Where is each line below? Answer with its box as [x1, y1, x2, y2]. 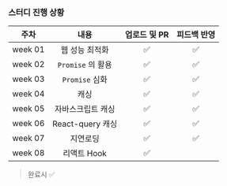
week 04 [12, 88, 45, 99]
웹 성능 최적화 [60, 45, 109, 56]
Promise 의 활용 [57, 59, 112, 70]
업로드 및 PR [125, 29, 169, 40]
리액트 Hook [62, 148, 107, 159]
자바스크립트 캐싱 [54, 104, 115, 115]
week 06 [12, 118, 45, 129]
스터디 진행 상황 [8, 6, 65, 17]
